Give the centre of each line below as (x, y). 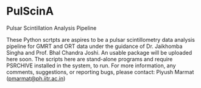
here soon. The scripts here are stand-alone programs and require (90, 59)
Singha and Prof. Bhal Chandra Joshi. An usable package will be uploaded (99, 52)
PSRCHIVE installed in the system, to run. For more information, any (91, 66)
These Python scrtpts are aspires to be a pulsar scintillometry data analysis (100, 39)
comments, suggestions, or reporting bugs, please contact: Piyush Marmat (100, 72)
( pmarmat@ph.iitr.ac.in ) (36, 78)
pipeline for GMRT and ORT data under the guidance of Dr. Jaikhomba (94, 46)
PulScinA (30, 11)
